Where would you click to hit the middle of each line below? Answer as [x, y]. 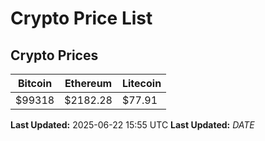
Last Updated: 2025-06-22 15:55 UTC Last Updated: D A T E [132, 125]
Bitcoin [35, 83]
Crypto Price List [81, 18]
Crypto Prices [54, 55]
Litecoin [141, 83]
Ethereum [88, 83]
